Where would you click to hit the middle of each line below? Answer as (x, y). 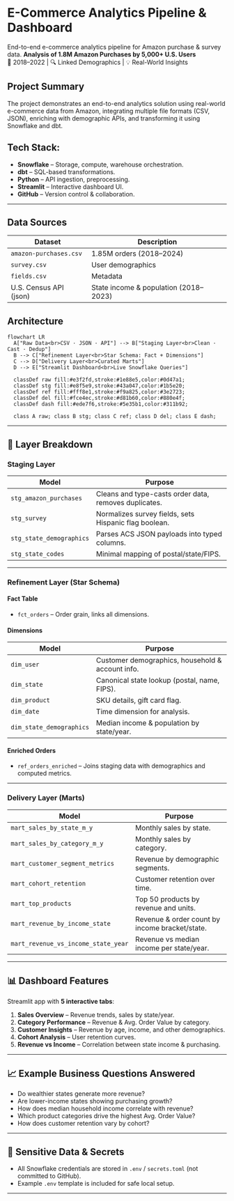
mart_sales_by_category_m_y (57, 843)
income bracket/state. (171, 928)
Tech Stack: (34, 148)
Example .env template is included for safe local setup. (96, 1184)
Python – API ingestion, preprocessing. (73, 179)
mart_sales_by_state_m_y (52, 828)
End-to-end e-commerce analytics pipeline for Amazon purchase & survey (114, 47)
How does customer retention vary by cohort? (83, 1124)
